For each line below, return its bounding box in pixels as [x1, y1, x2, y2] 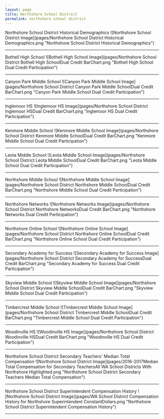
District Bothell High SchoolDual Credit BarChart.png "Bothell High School [5, 59, 154, 65]
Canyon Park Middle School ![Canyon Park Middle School [5, 79, 121, 85]
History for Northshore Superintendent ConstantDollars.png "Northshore [5, 399, 151, 405]
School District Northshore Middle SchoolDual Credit [44, 182, 150, 188]
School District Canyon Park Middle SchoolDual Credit [44, 84, 154, 90]
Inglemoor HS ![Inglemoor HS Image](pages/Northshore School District [5, 103, 148, 109]
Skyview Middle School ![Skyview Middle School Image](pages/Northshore [5, 280, 156, 286]
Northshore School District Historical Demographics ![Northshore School [5, 30, 151, 36]
